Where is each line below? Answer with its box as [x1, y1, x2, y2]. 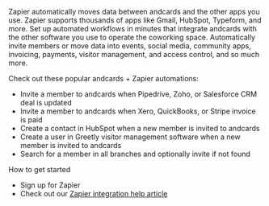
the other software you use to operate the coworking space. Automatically [8, 32, 256, 42]
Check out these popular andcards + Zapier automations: [8, 74, 200, 83]
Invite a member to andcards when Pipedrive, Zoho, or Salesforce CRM [19, 89, 257, 99]
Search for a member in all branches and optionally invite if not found [19, 149, 250, 159]
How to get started [8, 165, 71, 174]
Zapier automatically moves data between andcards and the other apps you [8, 7, 260, 16]
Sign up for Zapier [19, 180, 81, 190]
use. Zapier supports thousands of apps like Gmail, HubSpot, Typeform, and [8, 15, 262, 25]
